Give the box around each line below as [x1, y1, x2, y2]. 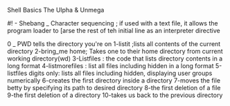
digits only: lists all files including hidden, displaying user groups [28, 69, 213, 77]
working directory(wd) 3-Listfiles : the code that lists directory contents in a [7, 54, 223, 63]
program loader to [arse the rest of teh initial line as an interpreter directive [7, 27, 220, 34]
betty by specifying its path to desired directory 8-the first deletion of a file [7, 84, 221, 92]
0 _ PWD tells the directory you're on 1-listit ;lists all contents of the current [7, 40, 221, 47]
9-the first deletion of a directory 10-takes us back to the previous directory [7, 91, 223, 99]
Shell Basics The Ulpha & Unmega [7, 6, 105, 14]
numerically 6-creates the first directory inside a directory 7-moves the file [7, 76, 220, 85]
